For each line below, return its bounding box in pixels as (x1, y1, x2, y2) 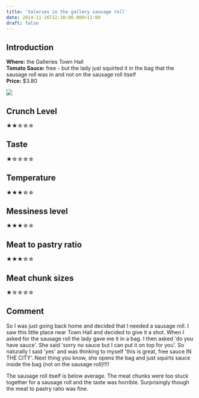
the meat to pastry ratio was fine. (6, 385, 88, 392)
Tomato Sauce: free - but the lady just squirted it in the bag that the (6, 64, 174, 72)
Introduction (6, 42, 54, 52)
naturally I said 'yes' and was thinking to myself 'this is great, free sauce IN (6, 347, 192, 355)
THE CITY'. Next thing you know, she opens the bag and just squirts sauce (6, 354, 191, 361)
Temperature (6, 173, 56, 183)
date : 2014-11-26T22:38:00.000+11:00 (6, 14, 101, 20)
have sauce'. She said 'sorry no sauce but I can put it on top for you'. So (6, 341, 185, 349)
